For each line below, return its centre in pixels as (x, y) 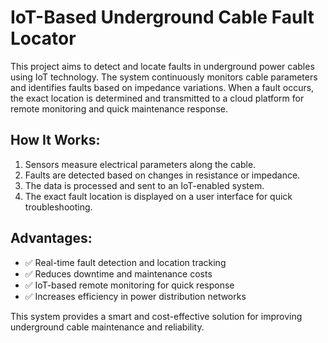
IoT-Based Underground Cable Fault (162, 17)
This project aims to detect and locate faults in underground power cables (162, 66)
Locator (43, 38)
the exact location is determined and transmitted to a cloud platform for (157, 98)
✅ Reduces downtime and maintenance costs (118, 273)
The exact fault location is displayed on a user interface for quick (158, 196)
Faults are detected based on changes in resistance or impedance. (162, 175)
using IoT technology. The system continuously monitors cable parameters (164, 77)
